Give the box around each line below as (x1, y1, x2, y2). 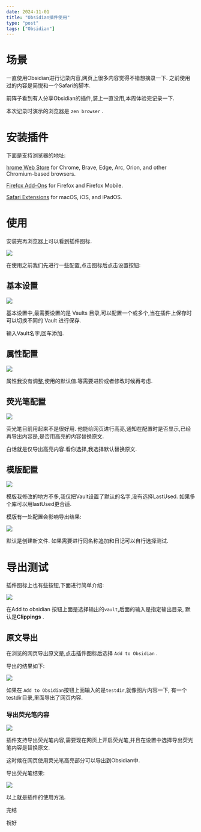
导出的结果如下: (6, 662, 45, 670)
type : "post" (6, 20, 39, 26)
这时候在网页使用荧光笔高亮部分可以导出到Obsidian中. (6, 757, 140, 764)
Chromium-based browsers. (6, 170, 76, 177)
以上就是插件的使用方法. (6, 793, 66, 801)
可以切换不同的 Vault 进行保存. (6, 316, 82, 324)
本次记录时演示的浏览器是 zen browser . (6, 108, 104, 115)
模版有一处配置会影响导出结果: (6, 513, 82, 520)
